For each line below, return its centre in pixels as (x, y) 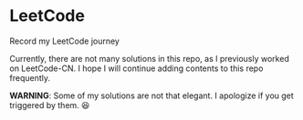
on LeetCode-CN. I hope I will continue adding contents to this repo (136, 68)
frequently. (30, 77)
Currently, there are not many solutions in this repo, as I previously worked (149, 58)
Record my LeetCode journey (65, 41)
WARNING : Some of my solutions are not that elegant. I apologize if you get (151, 95)
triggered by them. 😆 (50, 105)
